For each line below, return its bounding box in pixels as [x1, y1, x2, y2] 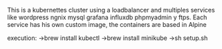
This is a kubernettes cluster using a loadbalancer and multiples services [7, 6, 216, 14]
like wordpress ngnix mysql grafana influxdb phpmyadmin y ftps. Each [7, 13, 207, 21]
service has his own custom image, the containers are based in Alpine [7, 21, 207, 28]
